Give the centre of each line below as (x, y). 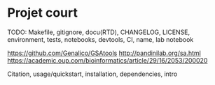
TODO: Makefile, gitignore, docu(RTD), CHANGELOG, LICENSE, (99, 32)
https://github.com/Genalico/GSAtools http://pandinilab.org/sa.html (104, 53)
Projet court (43, 13)
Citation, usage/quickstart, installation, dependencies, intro (92, 74)
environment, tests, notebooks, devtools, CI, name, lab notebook (100, 39)
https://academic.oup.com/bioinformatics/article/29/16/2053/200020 (107, 60)
